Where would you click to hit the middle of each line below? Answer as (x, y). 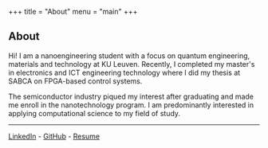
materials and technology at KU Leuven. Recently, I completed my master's (132, 64)
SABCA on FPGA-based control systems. (75, 81)
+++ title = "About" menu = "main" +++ (73, 12)
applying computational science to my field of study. (95, 113)
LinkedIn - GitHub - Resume (54, 136)
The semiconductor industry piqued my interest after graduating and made (131, 96)
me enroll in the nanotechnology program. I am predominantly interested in (131, 105)
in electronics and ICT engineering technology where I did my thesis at (124, 72)
